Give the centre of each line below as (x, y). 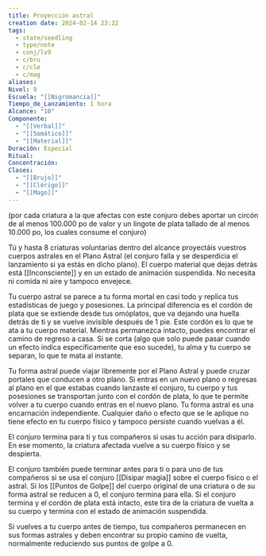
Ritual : (21, 155)
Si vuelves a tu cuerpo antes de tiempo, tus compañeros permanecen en (127, 526)
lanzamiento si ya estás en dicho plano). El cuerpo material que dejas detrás (133, 264)
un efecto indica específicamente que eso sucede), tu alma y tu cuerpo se (130, 347)
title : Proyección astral (51, 15)
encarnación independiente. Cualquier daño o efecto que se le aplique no (128, 412)
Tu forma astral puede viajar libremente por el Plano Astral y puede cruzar (129, 370)
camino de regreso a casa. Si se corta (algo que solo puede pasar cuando (129, 339)
